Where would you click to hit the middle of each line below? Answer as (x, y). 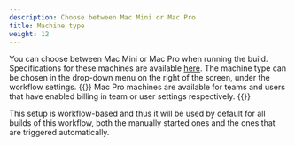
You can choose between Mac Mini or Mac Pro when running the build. (139, 59)
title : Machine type (47, 26)
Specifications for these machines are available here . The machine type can (147, 68)
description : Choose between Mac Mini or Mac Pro (103, 17)
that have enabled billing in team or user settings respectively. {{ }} (130, 96)
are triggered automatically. (59, 133)
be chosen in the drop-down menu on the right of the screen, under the (140, 78)
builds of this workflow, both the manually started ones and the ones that (143, 123)
